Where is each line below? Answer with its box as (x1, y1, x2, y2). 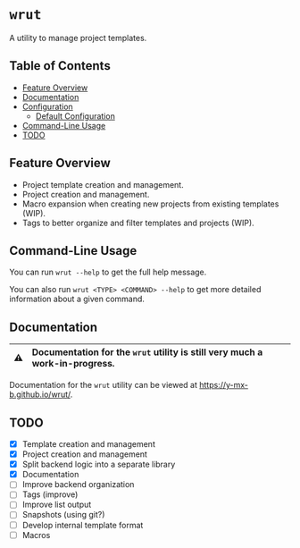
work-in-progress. (31, 358, 115, 370)
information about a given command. (9, 293, 146, 305)
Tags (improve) (21, 489, 79, 500)
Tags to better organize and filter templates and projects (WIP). (21, 217, 254, 228)
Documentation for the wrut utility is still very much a (31, 346, 263, 358)
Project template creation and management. (21, 179, 185, 190)
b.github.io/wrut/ (9, 389, 71, 400)
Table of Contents (9, 58, 112, 73)
